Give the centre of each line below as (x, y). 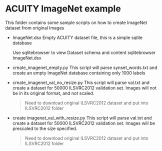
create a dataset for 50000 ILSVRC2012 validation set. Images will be (84, 123)
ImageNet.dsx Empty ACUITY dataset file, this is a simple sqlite (77, 37)
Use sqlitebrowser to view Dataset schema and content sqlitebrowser (84, 52)
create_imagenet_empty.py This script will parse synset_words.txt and (85, 67)
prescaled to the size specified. (45, 128)
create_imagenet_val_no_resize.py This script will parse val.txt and (81, 82)
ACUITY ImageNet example (63, 9)
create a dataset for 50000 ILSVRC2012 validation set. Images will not (84, 87)
